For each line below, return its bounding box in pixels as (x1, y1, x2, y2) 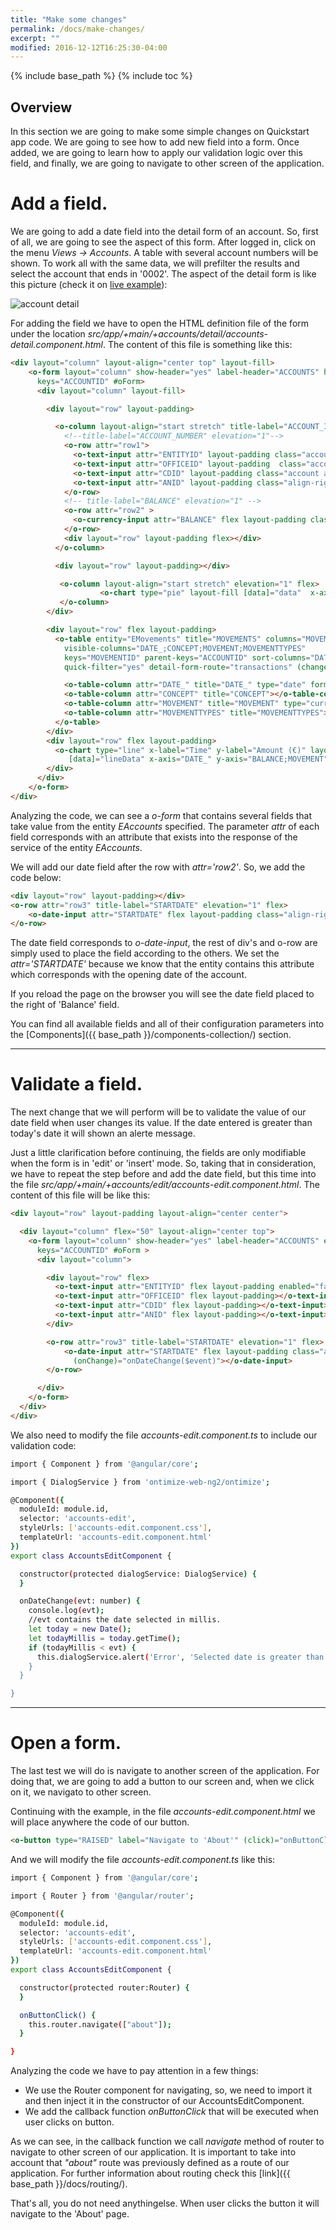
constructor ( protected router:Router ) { (19, 1982, 190, 1993)
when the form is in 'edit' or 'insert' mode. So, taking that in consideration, (10, 1157, 317, 1170)
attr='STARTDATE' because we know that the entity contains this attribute (10, 958, 315, 970)
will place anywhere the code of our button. (10, 1816, 190, 1828)
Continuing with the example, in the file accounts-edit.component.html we (10, 1806, 316, 1818)
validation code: (10, 1439, 77, 1451)
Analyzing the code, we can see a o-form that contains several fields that (10, 809, 313, 821)
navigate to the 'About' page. (10, 2208, 130, 2220)
